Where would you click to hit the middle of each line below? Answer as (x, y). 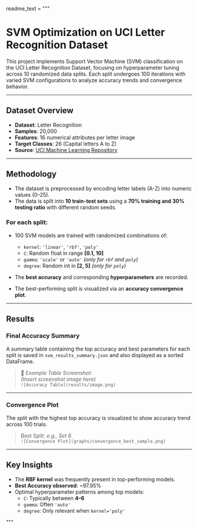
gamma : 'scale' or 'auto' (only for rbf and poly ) (81, 259)
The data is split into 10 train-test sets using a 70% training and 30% (99, 201)
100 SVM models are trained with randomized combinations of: (91, 235)
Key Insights (29, 465)
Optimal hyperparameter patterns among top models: (79, 492)
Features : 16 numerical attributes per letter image (75, 137)
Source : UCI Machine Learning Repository (66, 150)
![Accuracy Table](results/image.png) (68, 385)
